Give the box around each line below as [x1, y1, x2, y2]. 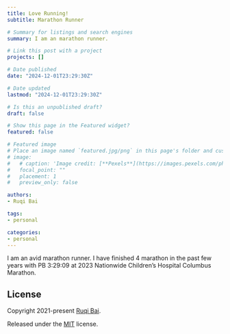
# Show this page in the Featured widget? [7, 123, 130, 129]
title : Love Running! [7, 10, 69, 17]
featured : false [7, 129, 53, 136]
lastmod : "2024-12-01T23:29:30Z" [7, 91, 103, 98]
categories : [7, 229, 41, 236]
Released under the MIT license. [7, 320, 99, 329]
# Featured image [7, 141, 57, 148]
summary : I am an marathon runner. [7, 35, 109, 42]
